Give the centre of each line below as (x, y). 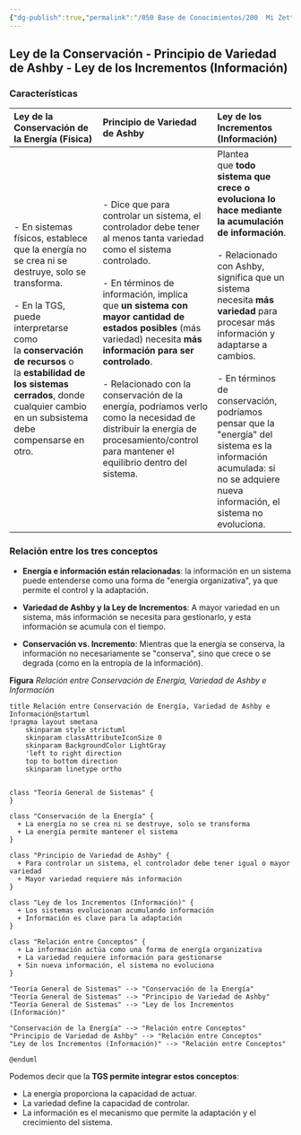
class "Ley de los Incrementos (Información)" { (102, 903)
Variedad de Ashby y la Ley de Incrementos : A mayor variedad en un (151, 607)
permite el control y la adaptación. (86, 589)
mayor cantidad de (144, 317)
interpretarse (41, 328)
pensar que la (246, 423)
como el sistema (137, 249)
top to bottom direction (72, 761)
